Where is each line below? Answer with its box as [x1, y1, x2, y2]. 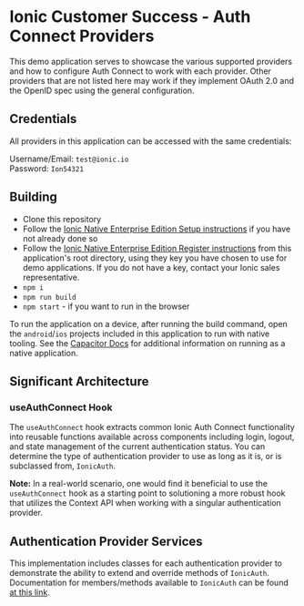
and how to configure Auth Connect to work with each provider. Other [9, 66, 271, 77]
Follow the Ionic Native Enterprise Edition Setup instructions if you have [22, 223, 291, 234]
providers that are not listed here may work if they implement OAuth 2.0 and [9, 75, 294, 86]
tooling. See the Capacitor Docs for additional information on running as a [9, 337, 286, 348]
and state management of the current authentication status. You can [9, 441, 266, 452]
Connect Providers [9, 26, 155, 46]
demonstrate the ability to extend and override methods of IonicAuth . [9, 568, 270, 579]
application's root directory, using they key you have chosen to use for [22, 252, 288, 263]
